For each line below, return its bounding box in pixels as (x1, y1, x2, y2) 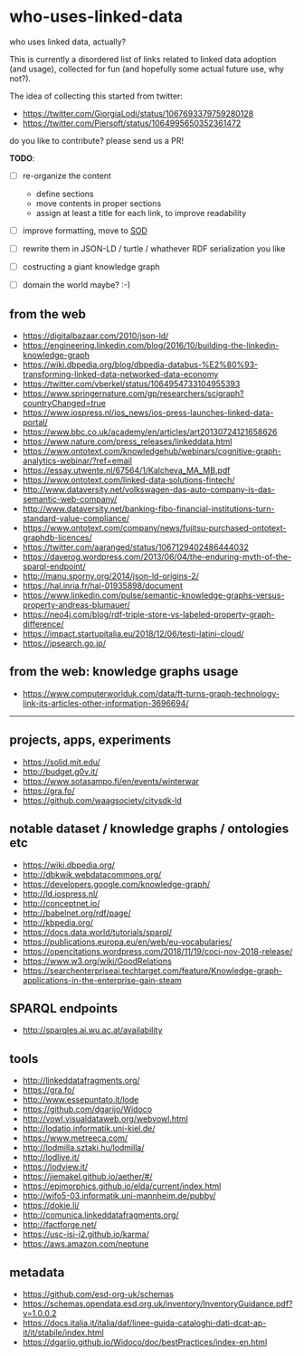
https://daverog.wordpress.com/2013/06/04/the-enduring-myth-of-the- (22, 552, 292, 563)
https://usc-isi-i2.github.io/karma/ (22, 1228, 149, 1240)
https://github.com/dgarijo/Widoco (22, 1104, 152, 1114)
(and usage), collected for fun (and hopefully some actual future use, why (9, 63, 285, 74)
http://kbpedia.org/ (22, 916, 93, 928)
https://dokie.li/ (22, 1200, 80, 1211)
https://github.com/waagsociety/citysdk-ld (22, 794, 183, 806)
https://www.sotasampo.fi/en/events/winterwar (22, 775, 200, 786)
